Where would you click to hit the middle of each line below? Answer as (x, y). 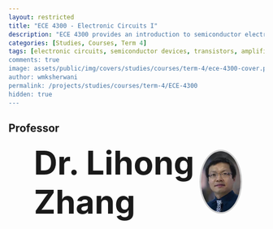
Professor (34, 128)
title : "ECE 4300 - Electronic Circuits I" (83, 26)
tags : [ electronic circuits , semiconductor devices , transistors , (123, 52)
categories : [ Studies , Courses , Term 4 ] (78, 43)
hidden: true (30, 94)
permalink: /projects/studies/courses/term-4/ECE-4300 (103, 85)
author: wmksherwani (43, 77)
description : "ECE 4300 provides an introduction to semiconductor (125, 34)
